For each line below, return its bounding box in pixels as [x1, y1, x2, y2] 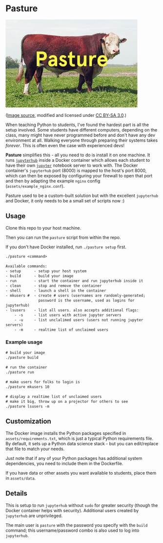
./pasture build [5, 355, 39, 360]
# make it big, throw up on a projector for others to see [5, 399, 128, 404]
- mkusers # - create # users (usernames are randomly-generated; [5, 293, 146, 298]
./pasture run [5, 370, 35, 375]
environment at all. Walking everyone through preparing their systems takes [5, 137, 158, 143]
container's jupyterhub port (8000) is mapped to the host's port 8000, [5, 167, 147, 174]
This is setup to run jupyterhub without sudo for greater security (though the [5, 502, 158, 508]
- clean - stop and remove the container [5, 283, 102, 288]
